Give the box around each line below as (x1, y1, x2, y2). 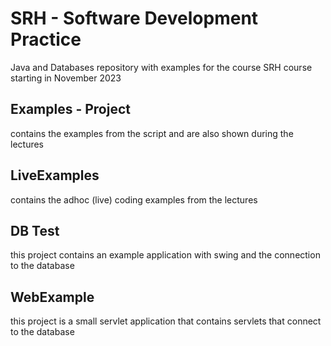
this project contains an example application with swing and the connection (10, 249, 321, 261)
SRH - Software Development (10, 7, 259, 30)
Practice (10, 28, 82, 51)
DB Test (10, 222, 60, 239)
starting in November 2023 (10, 72, 122, 84)
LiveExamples (10, 167, 100, 184)
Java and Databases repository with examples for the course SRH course (10, 61, 313, 73)
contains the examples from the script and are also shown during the (10, 127, 294, 139)
